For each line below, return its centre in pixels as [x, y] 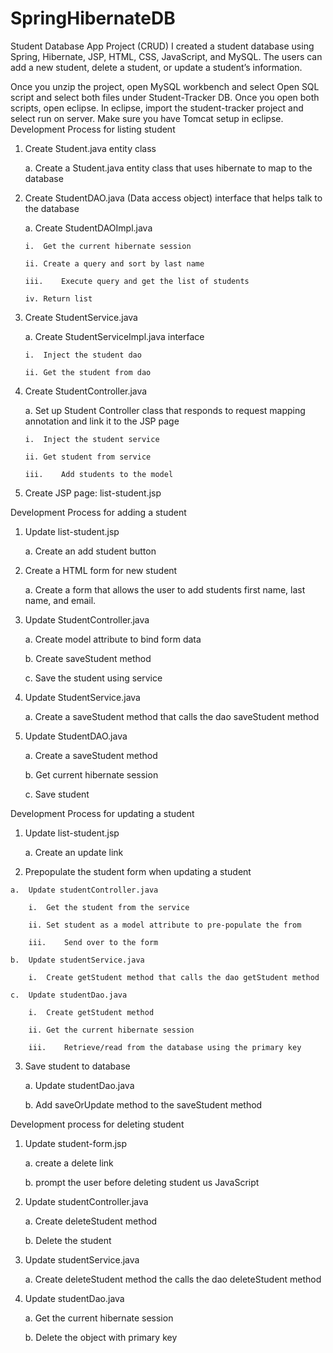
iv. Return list [58, 298]
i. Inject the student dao [83, 355]
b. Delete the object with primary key [101, 1337]
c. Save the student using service [93, 678]
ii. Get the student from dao [88, 372]
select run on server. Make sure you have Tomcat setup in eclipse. [147, 118]
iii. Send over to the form [93, 942]
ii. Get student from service [88, 457]
